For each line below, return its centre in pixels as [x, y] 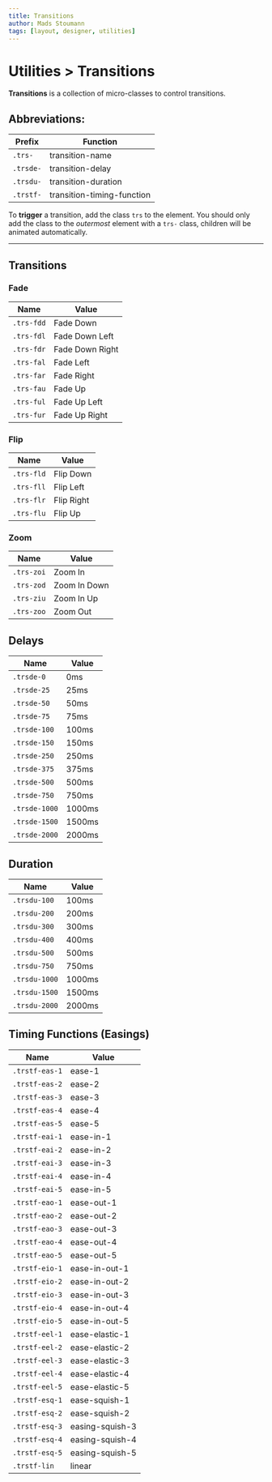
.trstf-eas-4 [38, 1110]
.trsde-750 [33, 796]
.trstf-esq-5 [38, 1452]
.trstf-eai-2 [38, 1150]
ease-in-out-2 [100, 1281]
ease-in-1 [91, 1137]
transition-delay [81, 169]
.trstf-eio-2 [38, 1281]
